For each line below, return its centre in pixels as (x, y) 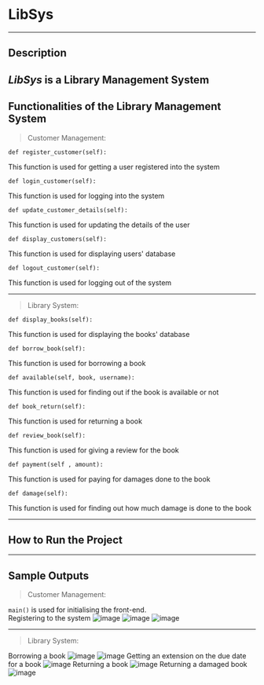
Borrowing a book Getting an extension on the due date (127, 656)
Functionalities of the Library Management (115, 106)
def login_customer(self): (52, 181)
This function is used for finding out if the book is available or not (114, 392)
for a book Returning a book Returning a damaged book (128, 665)
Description (37, 53)
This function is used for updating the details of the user (99, 225)
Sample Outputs (49, 575)
